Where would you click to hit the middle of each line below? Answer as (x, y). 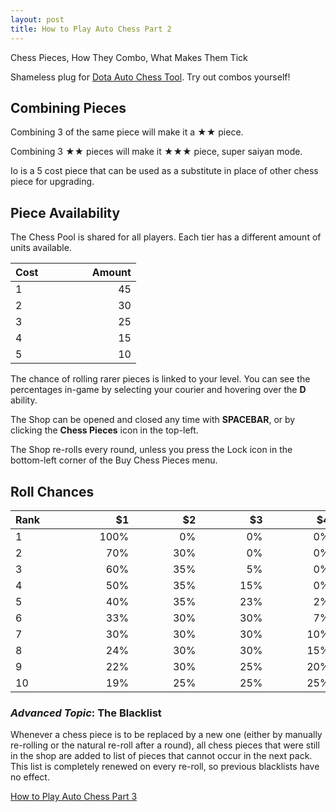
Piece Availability (65, 212)
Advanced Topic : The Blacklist (86, 713)
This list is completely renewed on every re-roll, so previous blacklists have (165, 767)
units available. (41, 248)
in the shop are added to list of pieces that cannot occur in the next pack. (161, 756)
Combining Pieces (68, 107)
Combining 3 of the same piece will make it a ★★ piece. (127, 132)
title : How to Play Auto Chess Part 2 (91, 29)
